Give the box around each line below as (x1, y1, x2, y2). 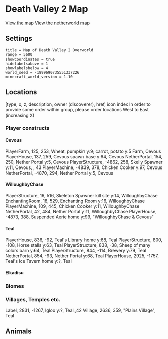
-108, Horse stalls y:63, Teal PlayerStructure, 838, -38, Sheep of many (5, 242, 151, 248)
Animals (5, 327, 32, 336)
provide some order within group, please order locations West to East (5, 106, 149, 112)
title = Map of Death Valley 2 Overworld (5, 47, 94, 53)
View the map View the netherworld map (5, 20, 90, 26)
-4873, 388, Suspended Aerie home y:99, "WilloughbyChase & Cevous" (5, 214, 154, 220)
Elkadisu (5, 269, 24, 275)
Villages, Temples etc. (5, 296, 61, 303)
